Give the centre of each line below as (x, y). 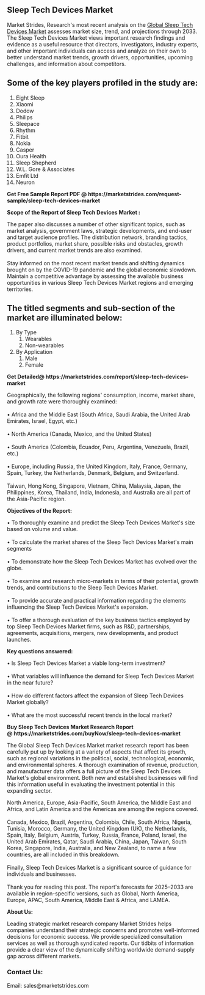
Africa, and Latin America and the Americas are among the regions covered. (103, 809)
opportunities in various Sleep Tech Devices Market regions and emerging (100, 282)
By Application (34, 352)
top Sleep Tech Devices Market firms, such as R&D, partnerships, (89, 626)
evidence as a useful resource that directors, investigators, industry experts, (103, 44)
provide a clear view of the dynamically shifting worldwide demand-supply (101, 950)
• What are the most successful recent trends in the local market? (90, 715)
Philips (24, 117)
